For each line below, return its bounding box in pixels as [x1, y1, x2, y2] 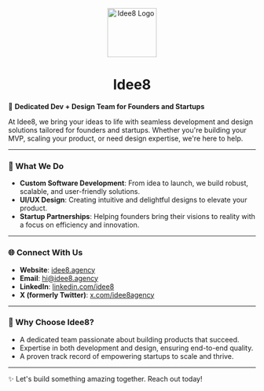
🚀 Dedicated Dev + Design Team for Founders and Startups [8, 101, 205, 111]
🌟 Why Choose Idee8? [8, 317, 94, 328]
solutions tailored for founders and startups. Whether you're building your [8, 125, 247, 134]
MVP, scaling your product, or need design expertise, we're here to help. [8, 133, 244, 143]
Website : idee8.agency [19, 265, 96, 274]
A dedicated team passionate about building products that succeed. [19, 334, 240, 344]
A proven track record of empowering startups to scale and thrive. [19, 351, 234, 360]
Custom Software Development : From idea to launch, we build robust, [19, 178, 249, 188]
